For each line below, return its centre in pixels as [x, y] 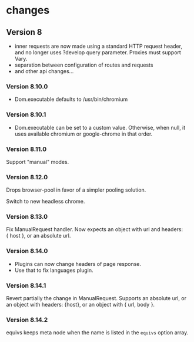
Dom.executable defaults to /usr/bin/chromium [71, 99]
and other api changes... [44, 71]
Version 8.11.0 [26, 149]
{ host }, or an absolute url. [39, 236]
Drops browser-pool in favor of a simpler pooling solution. [76, 190]
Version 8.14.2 [27, 320]
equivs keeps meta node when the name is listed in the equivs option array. [97, 333]
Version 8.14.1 [26, 285]
